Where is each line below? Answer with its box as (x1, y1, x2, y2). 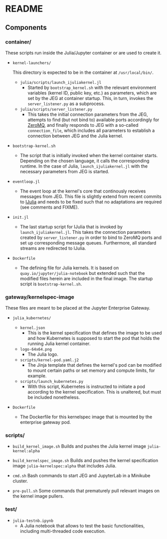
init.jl (12, 215, 29, 220)
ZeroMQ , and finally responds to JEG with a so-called (27, 122, 138, 128)
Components (5, 23, 47, 32)
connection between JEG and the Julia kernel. (27, 132, 123, 139)
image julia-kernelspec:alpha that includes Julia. (12, 463, 117, 469)
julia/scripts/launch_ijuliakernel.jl (20, 80, 102, 85)
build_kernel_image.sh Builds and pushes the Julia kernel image (12, 443, 146, 450)
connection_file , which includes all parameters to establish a (27, 127, 155, 133)
